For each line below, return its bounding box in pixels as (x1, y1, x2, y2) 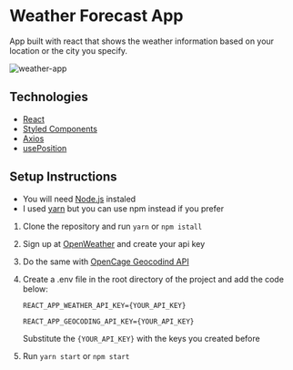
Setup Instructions (9, 170, 117, 185)
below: (22, 283, 48, 294)
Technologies (9, 89, 89, 105)
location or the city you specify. (9, 45, 128, 56)
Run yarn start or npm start (22, 350, 130, 361)
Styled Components (22, 123, 98, 134)
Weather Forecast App (9, 5, 184, 26)
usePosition (22, 142, 67, 153)
